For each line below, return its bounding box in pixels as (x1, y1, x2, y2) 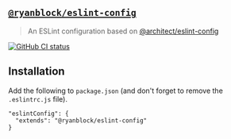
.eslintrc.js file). (8, 94, 67, 103)
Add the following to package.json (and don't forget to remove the (8, 86, 224, 95)
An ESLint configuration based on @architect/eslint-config (27, 26, 219, 36)
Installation (8, 64, 65, 79)
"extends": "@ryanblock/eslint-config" (15, 116, 148, 125)
